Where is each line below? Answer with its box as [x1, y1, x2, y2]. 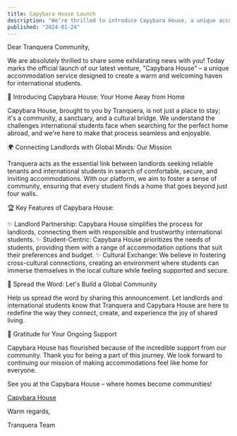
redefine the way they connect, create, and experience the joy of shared [7, 309, 218, 317]
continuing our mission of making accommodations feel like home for [7, 358, 208, 367]
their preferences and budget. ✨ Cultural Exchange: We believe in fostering [7, 251, 226, 259]
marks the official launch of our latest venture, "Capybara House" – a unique [7, 64, 229, 73]
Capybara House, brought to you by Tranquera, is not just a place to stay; [7, 107, 221, 115]
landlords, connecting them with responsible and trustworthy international [7, 228, 222, 237]
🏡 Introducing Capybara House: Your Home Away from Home [7, 93, 185, 101]
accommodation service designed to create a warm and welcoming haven [7, 71, 223, 80]
